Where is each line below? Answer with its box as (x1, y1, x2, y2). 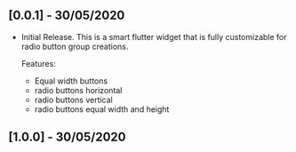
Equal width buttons (34, 76, 108, 86)
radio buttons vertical (34, 94, 113, 105)
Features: (20, 58, 57, 68)
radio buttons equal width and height (34, 103, 170, 115)
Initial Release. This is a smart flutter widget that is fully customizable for (20, 31, 287, 42)
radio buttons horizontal (34, 84, 123, 95)
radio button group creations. (20, 41, 129, 52)
